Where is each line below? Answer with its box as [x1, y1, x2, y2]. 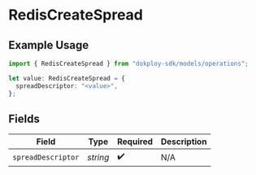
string [86, 151, 110, 163]
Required [116, 136, 153, 147]
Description [160, 136, 207, 147]
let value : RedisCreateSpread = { [8, 74, 126, 82]
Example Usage [8, 38, 89, 52]
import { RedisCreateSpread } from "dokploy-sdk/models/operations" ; [8, 59, 249, 68]
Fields [8, 112, 41, 125]
